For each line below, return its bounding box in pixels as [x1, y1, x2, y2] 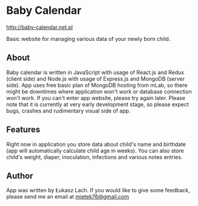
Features [6, 125, 40, 135]
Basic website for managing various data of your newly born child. [6, 35, 170, 42]
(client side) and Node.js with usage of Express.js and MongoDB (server [6, 75, 185, 82]
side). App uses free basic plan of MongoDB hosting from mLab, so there [6, 81, 188, 89]
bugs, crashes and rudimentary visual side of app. [6, 107, 131, 114]
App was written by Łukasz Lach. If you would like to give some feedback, [6, 187, 191, 194]
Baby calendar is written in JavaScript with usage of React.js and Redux [6, 69, 185, 76]
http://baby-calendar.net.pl [6, 23, 73, 31]
